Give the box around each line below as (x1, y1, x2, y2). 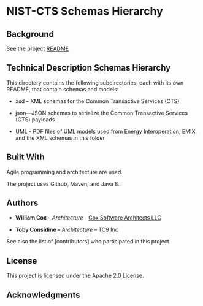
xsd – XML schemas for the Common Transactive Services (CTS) (15, 97, 180, 105)
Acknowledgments (6, 289, 81, 300)
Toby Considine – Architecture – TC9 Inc (15, 226, 118, 234)
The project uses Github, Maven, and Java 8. (6, 180, 120, 188)
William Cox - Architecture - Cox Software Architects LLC (15, 214, 161, 221)
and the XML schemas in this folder (15, 134, 105, 142)
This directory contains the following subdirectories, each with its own (6, 78, 184, 86)
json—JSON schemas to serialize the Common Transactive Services (15, 109, 188, 117)
